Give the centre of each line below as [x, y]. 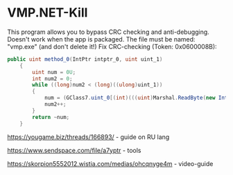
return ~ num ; [51, 117]
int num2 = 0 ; [52, 79]
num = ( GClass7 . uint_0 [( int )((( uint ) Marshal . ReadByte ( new [130, 98]
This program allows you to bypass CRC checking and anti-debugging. [108, 32]
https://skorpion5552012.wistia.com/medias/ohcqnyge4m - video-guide [110, 163]
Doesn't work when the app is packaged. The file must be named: [101, 39]
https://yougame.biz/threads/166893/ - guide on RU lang [88, 137]
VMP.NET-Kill [48, 13]
